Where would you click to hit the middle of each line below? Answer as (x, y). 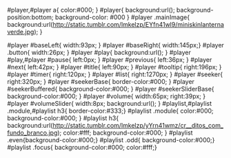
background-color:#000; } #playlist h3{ (63, 118)
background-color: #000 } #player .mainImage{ (122, 17)
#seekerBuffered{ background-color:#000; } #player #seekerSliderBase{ (111, 89)
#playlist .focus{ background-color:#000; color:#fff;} (82, 147)
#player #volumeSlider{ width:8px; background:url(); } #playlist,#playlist (110, 103)
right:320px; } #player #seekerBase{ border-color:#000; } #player (101, 81)
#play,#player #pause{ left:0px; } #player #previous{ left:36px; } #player (110, 60)
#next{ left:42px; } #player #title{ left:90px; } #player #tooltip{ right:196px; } (114, 67)
